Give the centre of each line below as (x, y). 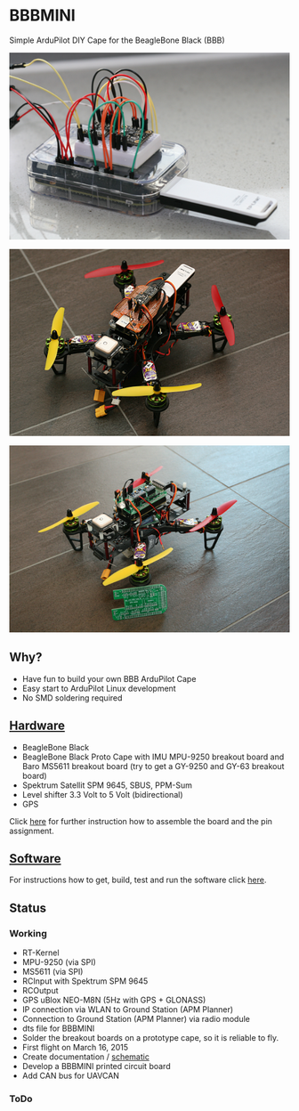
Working (28, 933)
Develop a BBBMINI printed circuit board (96, 1066)
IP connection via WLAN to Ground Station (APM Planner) (128, 1010)
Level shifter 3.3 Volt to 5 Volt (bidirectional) (102, 794)
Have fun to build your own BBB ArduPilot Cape (109, 678)
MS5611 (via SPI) (53, 972)
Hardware (37, 726)
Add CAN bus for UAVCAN (71, 1076)
